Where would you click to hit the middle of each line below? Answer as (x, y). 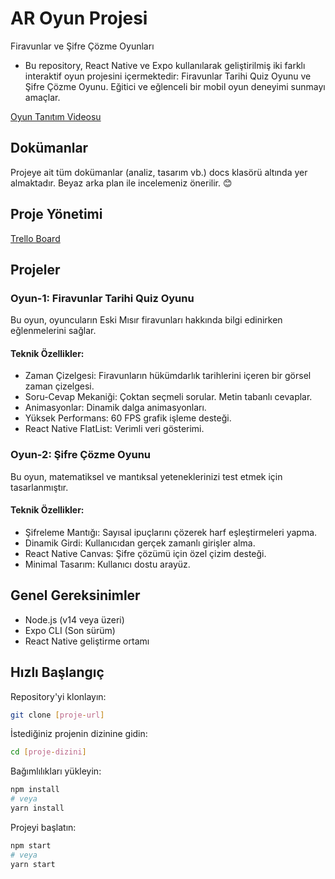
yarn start (33, 864)
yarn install (37, 808)
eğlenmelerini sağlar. (53, 331)
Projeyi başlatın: (43, 827)
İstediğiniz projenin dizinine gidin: (79, 734)
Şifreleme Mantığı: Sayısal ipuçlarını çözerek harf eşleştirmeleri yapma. (171, 532)
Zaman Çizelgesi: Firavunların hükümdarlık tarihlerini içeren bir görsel (168, 376)
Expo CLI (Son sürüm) (70, 630)
